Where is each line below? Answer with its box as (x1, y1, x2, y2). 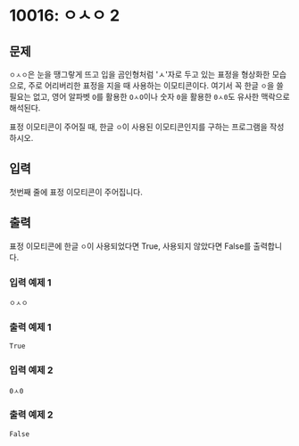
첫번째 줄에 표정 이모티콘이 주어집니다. (9, 186, 143, 197)
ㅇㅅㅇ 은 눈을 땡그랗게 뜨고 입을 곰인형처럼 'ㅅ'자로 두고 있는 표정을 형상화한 (9, 70, 270, 79)
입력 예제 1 (9, 276, 52, 288)
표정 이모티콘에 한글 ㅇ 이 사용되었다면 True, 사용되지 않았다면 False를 (9, 240, 252, 252)
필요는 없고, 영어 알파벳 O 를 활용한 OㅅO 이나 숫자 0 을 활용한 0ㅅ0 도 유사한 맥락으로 (9, 92, 290, 102)
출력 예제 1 (9, 320, 52, 333)
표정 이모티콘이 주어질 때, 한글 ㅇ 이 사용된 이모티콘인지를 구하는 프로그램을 (9, 121, 268, 132)
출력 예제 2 (9, 409, 54, 421)
